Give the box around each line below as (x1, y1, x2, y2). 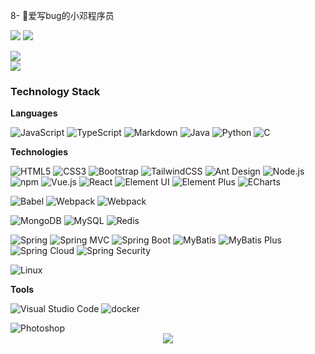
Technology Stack (10, 84, 101, 98)
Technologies (10, 146, 69, 158)
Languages (10, 107, 58, 119)
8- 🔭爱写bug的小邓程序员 (10, 10, 115, 21)
